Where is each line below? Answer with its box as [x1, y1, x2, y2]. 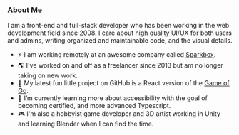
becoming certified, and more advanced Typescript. [17, 102, 171, 110]
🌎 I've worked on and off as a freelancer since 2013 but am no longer [17, 61, 223, 70]
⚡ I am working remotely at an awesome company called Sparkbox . [17, 50, 216, 59]
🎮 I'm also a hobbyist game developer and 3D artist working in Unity [17, 109, 221, 118]
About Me [7, 5, 43, 15]
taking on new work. [17, 71, 78, 80]
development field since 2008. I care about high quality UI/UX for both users [7, 28, 232, 37]
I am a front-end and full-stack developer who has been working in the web [7, 21, 230, 30]
